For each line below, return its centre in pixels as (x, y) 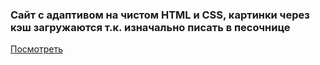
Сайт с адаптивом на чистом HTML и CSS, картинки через (160, 15)
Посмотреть (37, 49)
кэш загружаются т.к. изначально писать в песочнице (150, 27)
